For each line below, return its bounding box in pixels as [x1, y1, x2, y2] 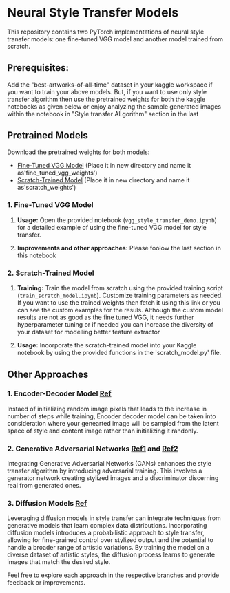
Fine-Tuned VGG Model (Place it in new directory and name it [17, 161, 191, 169]
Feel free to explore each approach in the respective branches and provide [7, 571, 220, 579]
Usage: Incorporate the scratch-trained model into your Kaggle [17, 341, 197, 349]
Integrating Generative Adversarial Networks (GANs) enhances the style [7, 460, 212, 468]
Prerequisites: [7, 62, 69, 74]
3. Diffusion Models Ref [7, 499, 87, 508]
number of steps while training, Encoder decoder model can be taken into [7, 411, 216, 420]
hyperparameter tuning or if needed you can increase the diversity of [17, 321, 213, 329]
